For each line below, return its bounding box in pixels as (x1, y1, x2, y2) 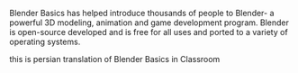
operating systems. (9, 36, 81, 47)
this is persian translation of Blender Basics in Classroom (9, 54, 221, 64)
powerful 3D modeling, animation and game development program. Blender (9, 17, 290, 28)
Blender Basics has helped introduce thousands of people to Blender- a (9, 8, 275, 18)
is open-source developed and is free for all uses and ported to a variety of (9, 27, 288, 37)
